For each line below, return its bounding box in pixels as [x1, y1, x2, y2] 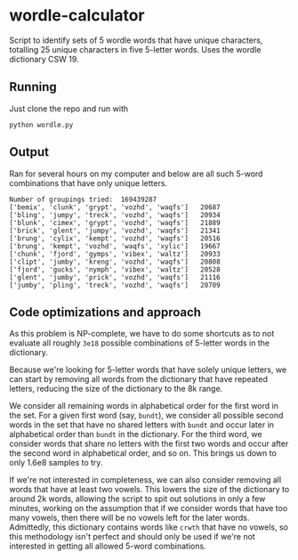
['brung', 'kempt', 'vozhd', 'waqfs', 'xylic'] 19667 [9, 241, 221, 250]
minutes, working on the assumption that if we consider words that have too [9, 503, 288, 514]
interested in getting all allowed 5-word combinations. [9, 540, 206, 552]
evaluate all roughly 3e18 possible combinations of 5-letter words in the [9, 337, 270, 348]
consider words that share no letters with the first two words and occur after [9, 438, 289, 450]
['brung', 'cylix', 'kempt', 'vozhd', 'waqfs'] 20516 [9, 233, 221, 243]
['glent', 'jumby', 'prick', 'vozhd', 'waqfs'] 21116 [9, 272, 221, 281]
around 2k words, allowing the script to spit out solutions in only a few [9, 493, 266, 504]
